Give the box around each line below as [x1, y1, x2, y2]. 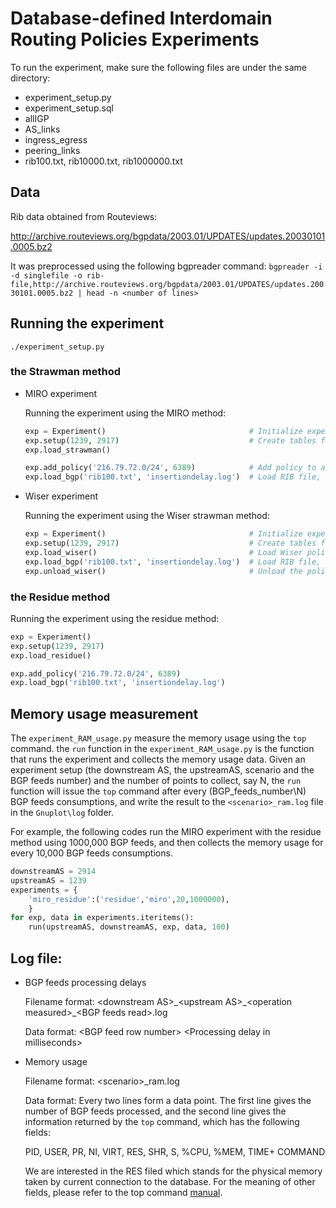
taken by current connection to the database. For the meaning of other [24, 1176, 316, 1188]
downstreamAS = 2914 [10, 867, 97, 877]
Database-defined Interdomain [10, 7, 273, 30]
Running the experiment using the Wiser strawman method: [24, 510, 270, 522]
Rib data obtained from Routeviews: [10, 210, 158, 222]
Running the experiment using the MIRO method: [24, 407, 227, 419]
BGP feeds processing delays [24, 977, 147, 989]
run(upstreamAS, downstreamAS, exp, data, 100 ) [28, 922, 230, 932]
